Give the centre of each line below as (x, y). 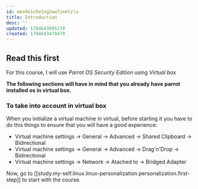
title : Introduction (32, 17)
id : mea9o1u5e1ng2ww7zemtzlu (42, 12)
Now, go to (19, 173)
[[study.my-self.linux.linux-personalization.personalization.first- (112, 173)
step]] (13, 180)
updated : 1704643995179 (36, 28)
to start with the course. (51, 180)
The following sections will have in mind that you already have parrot (93, 83)
